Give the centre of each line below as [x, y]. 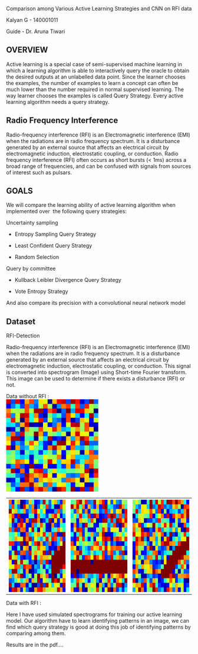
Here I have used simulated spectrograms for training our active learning [94, 614]
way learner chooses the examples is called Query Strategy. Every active [95, 95]
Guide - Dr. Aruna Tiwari [36, 31]
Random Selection [37, 257]
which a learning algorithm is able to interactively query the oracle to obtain [98, 70]
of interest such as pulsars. [39, 172]
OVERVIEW [27, 50]
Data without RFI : [28, 396]
